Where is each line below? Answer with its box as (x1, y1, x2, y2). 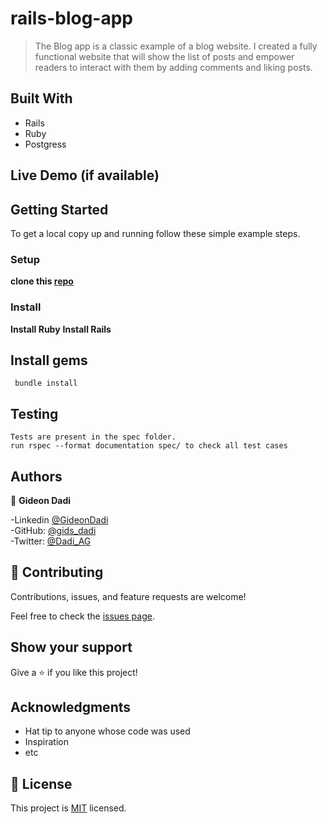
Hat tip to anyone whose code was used (24, 725, 191, 737)
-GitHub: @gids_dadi (10, 524, 97, 536)
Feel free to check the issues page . (10, 610, 155, 622)
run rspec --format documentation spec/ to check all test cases (10, 441, 288, 451)
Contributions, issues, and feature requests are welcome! (10, 590, 247, 602)
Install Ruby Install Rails (10, 323, 112, 335)
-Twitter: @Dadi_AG (10, 535, 92, 547)
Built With (10, 90, 73, 107)
